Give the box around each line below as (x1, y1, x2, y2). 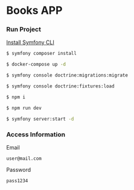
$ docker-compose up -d (6, 62, 66, 68)
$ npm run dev (6, 105, 42, 111)
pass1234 (6, 177, 28, 184)
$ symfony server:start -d (6, 116, 74, 122)
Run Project (6, 25, 41, 34)
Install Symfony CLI (6, 39, 54, 46)
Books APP (6, 4, 63, 17)
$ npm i (6, 94, 26, 100)
